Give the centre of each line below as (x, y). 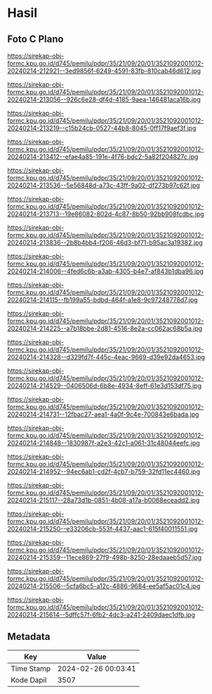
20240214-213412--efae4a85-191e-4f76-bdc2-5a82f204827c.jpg (103, 157)
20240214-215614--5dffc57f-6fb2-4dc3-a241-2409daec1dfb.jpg (101, 615)
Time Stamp (31, 669)
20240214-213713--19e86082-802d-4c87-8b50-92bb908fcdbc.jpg (106, 214)
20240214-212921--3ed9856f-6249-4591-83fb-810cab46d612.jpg (104, 71)
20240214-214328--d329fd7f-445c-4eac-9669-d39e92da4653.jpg (106, 357)
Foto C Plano (35, 39)
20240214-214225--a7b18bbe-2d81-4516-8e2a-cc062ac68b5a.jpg (105, 328)
